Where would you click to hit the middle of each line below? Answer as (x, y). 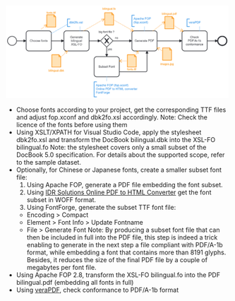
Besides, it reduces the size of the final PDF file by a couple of (117, 260)
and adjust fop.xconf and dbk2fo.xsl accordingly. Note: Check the (112, 117)
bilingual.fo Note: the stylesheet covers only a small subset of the (111, 148)
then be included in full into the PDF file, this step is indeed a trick (122, 237)
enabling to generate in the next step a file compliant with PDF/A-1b (125, 245)
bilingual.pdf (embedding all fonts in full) (75, 283)
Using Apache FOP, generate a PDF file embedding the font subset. (125, 185)
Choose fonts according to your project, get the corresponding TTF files (121, 110)
